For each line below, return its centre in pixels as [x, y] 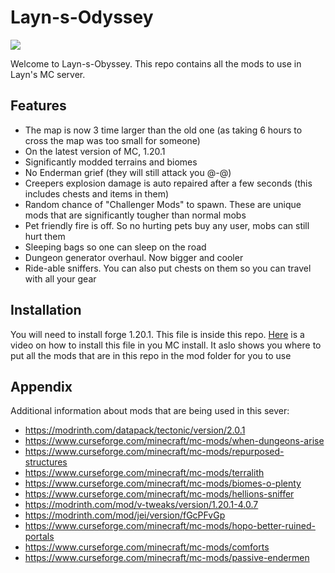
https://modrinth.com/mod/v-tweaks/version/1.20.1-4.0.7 [141, 505]
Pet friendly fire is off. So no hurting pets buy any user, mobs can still [167, 225]
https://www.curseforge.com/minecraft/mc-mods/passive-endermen [167, 558]
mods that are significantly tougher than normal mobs [135, 215]
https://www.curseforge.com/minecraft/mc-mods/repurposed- [154, 452]
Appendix [41, 386]
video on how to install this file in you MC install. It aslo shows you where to [166, 345]
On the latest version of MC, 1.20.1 [95, 151]
